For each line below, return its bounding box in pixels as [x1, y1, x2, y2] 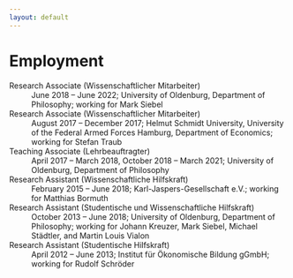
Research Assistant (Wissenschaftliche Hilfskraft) [9, 174, 189, 184]
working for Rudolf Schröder [31, 258, 135, 269]
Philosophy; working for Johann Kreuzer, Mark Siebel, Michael [31, 221, 259, 231]
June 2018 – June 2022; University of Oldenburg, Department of [31, 89, 266, 100]
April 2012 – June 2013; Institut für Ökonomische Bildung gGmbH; [31, 249, 270, 259]
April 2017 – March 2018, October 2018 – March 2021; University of [31, 155, 274, 166]
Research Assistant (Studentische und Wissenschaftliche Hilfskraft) [9, 202, 255, 213]
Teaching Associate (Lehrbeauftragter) [9, 146, 151, 156]
